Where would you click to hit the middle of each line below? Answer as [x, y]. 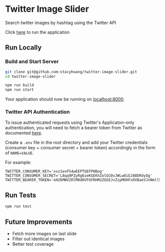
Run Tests [21, 195]
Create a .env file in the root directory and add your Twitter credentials [76, 142]
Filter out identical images [38, 239]
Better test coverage [33, 244]
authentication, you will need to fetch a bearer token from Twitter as [74, 128]
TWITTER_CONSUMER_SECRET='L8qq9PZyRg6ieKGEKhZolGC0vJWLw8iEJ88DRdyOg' [79, 176]
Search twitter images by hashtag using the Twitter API [61, 23]
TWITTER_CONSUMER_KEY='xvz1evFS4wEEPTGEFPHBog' [55, 171]
